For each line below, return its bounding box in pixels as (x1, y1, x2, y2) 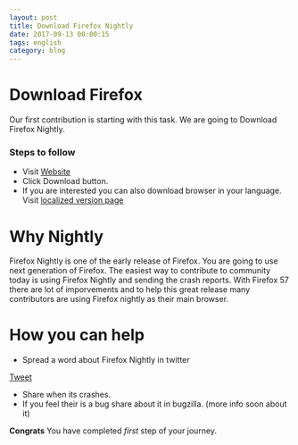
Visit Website (21, 166, 71, 177)
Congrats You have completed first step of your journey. (9, 425, 217, 436)
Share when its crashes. (21, 390, 112, 400)
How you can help (9, 325, 145, 345)
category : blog (9, 46, 66, 55)
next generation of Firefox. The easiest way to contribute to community (9, 265, 271, 276)
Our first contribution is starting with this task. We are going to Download (9, 114, 277, 125)
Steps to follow (9, 146, 76, 158)
